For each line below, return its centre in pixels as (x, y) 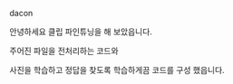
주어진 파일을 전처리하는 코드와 (64, 51)
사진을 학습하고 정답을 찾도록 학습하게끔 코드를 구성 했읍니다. (117, 70)
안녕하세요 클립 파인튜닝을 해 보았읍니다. (81, 32)
